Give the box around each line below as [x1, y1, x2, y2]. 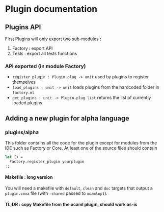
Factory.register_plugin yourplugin [9, 159, 84, 164]
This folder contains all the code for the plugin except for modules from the [5, 140, 157, 145]
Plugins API [5, 23, 41, 31]
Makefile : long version [5, 174, 53, 180]
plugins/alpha [5, 129, 39, 136]
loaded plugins [12, 100, 43, 106]
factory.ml [12, 91, 35, 95]
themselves [12, 79, 36, 85]
